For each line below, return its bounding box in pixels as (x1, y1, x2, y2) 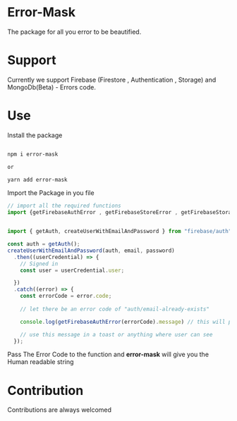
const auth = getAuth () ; (7, 241, 80, 248)
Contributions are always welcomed (7, 406, 111, 414)
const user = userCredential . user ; (20, 267, 125, 274)
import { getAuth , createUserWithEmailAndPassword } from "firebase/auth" (7, 228, 232, 235)
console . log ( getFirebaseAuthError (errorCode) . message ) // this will (20, 318, 226, 325)
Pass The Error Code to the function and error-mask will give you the (7, 350, 209, 359)
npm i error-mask (7, 151, 59, 158)
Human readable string (7, 358, 74, 366)
